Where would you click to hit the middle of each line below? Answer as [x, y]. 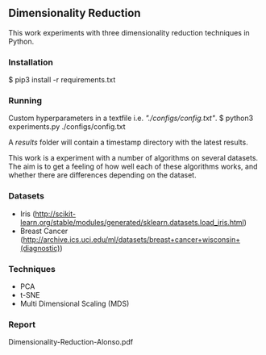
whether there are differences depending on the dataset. [102, 175]
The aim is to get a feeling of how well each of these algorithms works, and [133, 167]
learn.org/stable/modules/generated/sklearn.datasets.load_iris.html [132, 222]
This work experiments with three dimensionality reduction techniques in [129, 32]
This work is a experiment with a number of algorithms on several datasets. [133, 158]
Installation [31, 62]
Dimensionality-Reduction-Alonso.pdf [71, 342]
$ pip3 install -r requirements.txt [62, 80]
